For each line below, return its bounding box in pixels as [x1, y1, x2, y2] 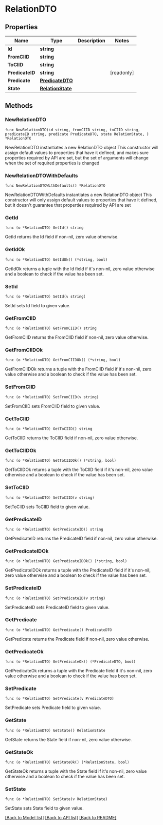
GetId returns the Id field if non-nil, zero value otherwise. [5, 234, 119, 240]
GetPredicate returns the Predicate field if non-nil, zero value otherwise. [5, 636, 149, 642]
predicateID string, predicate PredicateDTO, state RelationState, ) [5, 132, 149, 137]
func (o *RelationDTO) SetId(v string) [5, 294, 86, 299]
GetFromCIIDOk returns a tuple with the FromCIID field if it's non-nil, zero [5, 366, 152, 372]
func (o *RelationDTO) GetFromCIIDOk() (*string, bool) [5, 357, 121, 363]
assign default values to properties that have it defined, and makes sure [5, 150, 149, 156]
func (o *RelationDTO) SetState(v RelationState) [5, 797, 108, 802]
